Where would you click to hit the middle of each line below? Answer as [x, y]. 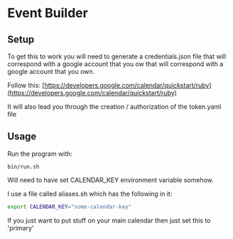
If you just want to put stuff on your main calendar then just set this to [109, 220]
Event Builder [48, 13]
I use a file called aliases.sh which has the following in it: [90, 193]
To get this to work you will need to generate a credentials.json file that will [117, 56]
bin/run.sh [23, 166]
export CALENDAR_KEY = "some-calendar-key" [70, 207]
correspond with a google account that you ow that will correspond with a [115, 64]
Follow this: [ [26, 85]
